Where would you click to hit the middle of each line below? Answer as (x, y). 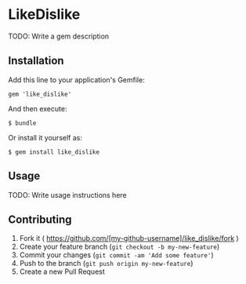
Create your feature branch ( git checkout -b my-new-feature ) (119, 247)
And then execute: (38, 108)
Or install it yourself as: (45, 137)
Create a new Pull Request (62, 271)
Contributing (40, 219)
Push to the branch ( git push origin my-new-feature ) (106, 264)
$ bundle (22, 123)
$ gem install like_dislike (54, 152)
